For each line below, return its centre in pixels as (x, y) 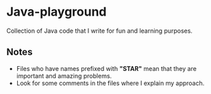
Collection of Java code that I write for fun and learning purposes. (100, 31)
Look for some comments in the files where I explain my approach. (110, 83)
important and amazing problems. (64, 76)
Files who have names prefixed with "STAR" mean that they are (106, 68)
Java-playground (57, 12)
